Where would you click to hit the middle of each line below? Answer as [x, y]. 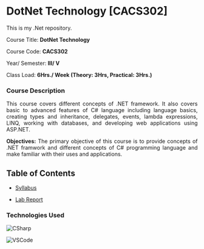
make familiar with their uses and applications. [64, 154]
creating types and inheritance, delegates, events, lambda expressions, [102, 117]
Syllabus [26, 188]
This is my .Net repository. [39, 28]
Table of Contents [41, 173]
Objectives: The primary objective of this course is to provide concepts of [102, 141]
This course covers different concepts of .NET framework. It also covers [102, 104]
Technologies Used [36, 215]
